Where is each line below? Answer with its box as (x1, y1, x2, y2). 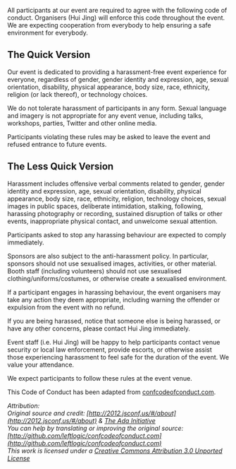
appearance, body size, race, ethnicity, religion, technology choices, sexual (7, 194, 227, 203)
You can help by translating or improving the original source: (7, 424, 184, 432)
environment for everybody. (7, 28, 88, 37)
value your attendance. (7, 360, 75, 369)
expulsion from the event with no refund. (7, 303, 125, 311)
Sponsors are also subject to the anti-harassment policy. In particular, (7, 251, 209, 260)
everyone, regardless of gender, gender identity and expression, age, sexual (7, 75, 229, 83)
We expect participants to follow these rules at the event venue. (7, 374, 192, 382)
